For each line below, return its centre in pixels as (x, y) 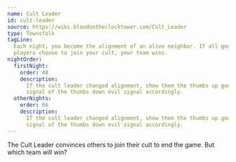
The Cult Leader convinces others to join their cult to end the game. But (111, 144)
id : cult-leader (31, 20)
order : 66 (34, 105)
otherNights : (33, 99)
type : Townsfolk (31, 33)
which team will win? (37, 152)
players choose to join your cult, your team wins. (91, 53)
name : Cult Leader (34, 14)
